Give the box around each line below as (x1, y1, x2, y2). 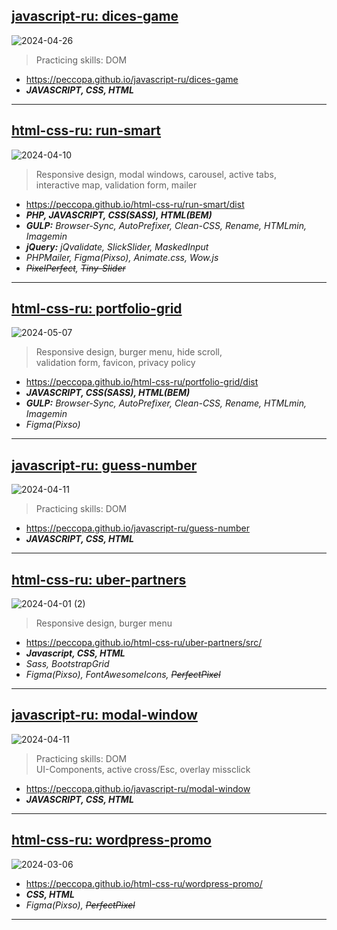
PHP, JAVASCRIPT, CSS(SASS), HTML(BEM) (25, 209, 213, 221)
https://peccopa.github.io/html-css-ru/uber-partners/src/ (25, 637, 263, 649)
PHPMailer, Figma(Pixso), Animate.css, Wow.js (25, 251, 219, 263)
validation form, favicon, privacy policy (35, 357, 196, 369)
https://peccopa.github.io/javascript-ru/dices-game (25, 73, 239, 85)
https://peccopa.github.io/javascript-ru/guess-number (25, 522, 250, 534)
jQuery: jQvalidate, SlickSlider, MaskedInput (25, 240, 209, 253)
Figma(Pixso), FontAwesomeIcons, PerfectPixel (25, 669, 221, 681)
